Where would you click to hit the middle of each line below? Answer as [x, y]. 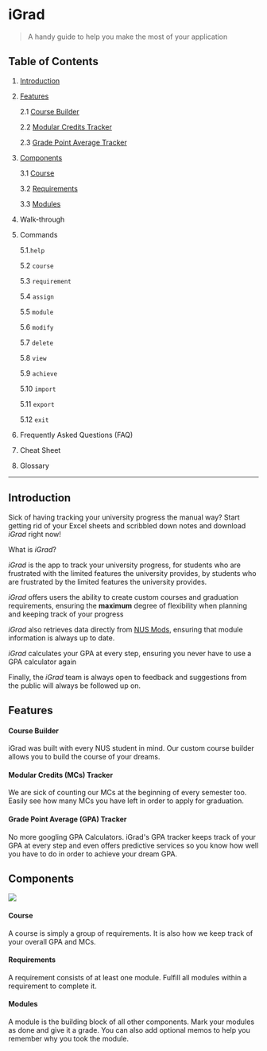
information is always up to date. [62, 638]
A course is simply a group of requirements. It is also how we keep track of [131, 933]
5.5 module [37, 311]
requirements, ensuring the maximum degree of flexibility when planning [128, 605]
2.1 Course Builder [49, 111]
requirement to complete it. [52, 986]
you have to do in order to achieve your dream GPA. [93, 854]
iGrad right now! [35, 534]
